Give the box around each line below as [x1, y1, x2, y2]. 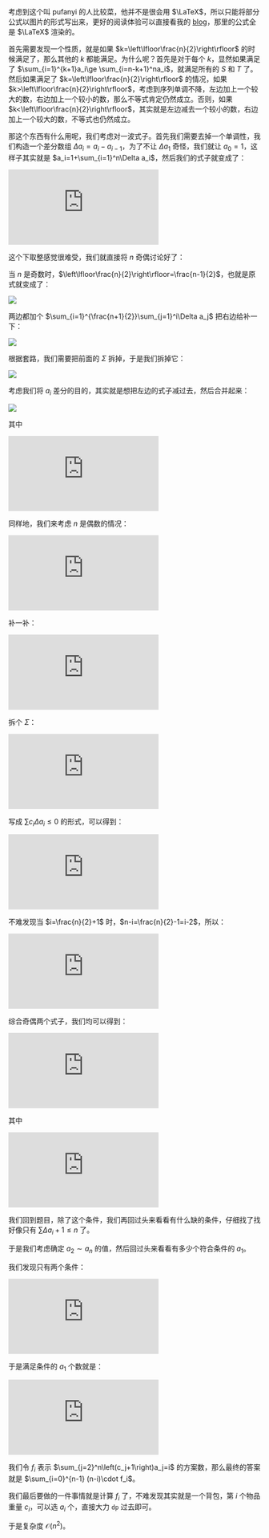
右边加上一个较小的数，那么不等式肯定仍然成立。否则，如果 [35, 95, 233, 104]
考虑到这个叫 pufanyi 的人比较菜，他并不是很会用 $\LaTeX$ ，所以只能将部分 [8, 7, 260, 16]
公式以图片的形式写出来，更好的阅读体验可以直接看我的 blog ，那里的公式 [8, 17, 250, 26]
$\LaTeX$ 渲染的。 [17, 27, 79, 36]
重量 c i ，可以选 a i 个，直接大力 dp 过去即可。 [8, 1502, 156, 1514]
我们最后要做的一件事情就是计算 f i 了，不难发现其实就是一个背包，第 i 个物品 [8, 1491, 261, 1503]
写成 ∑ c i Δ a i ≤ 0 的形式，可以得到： [8, 816, 124, 828]
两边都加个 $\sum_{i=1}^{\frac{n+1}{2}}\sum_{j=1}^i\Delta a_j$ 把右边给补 [8, 311, 251, 321]
